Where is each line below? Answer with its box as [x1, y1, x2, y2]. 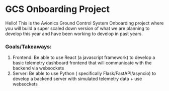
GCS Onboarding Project [5, 3, 110, 15]
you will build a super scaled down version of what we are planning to [5, 25, 150, 31]
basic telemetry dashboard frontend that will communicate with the [12, 60, 152, 66]
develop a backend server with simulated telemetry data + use [12, 76, 142, 82]
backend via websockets [12, 65, 64, 71]
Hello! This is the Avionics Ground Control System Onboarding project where [5, 20, 164, 26]
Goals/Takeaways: [5, 43, 52, 50]
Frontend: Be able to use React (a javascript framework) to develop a [12, 54, 155, 60]
